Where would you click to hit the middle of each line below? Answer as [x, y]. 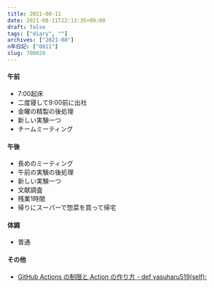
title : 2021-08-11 [34, 14]
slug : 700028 [26, 54]
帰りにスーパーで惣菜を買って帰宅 [67, 208]
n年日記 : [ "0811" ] [33, 47]
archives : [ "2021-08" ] [41, 40]
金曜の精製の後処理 [46, 112]
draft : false [26, 27]
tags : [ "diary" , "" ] [38, 34]
